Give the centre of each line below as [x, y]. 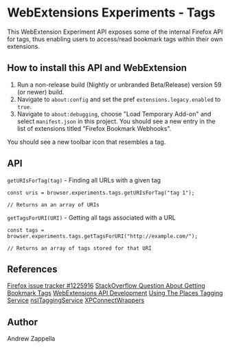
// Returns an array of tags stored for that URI [80, 248]
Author [22, 322]
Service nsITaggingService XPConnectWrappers [76, 300]
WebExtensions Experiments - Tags [111, 13]
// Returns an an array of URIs [53, 204]
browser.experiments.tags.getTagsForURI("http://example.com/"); [102, 236]
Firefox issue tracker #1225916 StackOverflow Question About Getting [106, 286]
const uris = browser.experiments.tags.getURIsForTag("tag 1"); [101, 193]
